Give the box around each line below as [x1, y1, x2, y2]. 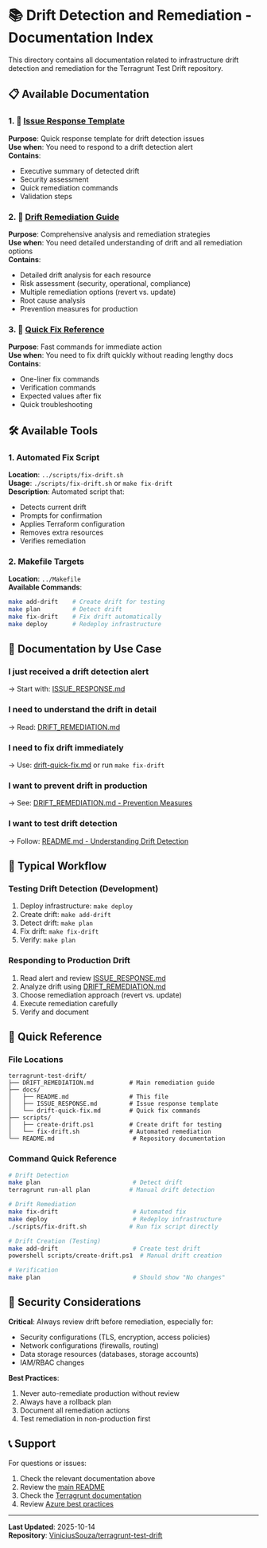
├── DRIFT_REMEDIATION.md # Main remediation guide [8, 1079, 215, 1088]
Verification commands [19, 383, 96, 393]
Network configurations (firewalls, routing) [19, 1340, 159, 1350]
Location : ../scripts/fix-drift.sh [8, 469, 124, 479]
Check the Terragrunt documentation [19, 1491, 141, 1500]
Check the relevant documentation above [19, 1473, 156, 1483]
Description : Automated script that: [8, 487, 125, 496]
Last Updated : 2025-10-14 [8, 1522, 95, 1531]
